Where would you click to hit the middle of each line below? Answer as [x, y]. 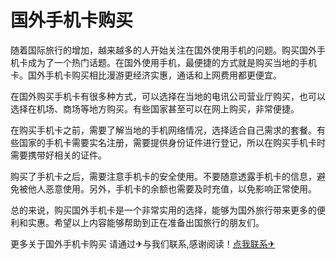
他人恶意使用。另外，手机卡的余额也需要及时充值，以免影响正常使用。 [172, 188]
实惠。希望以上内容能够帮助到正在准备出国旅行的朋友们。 [146, 222]
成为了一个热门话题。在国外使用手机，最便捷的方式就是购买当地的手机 [172, 62]
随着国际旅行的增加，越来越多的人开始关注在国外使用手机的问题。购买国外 [163, 50]
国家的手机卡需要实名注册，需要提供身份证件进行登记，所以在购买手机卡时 [172, 142]
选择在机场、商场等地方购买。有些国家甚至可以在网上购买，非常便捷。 [155, 108]
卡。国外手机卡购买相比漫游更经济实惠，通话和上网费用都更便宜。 [146, 75]
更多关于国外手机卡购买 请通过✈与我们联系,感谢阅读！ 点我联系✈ [143, 243]
